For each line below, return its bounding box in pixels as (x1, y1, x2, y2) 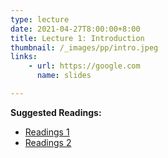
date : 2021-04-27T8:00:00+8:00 (10, 24, 141, 34)
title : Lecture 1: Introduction (10, 33, 145, 43)
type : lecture (10, 14, 70, 25)
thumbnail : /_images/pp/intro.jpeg (10, 42, 159, 53)
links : (10, 52, 38, 62)
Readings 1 (24, 126, 70, 138)
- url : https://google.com (28, 61, 141, 71)
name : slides (36, 71, 92, 81)
